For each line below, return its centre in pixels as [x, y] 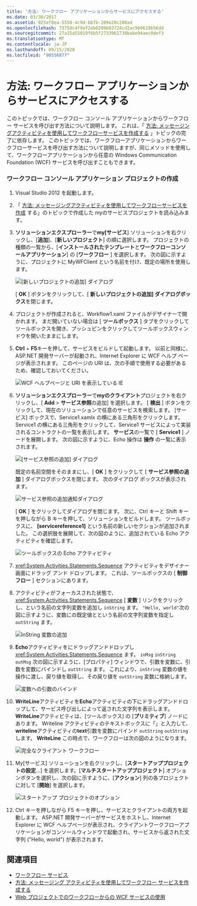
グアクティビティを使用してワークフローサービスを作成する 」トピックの [94, 133]
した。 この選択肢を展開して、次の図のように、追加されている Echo [96, 533]
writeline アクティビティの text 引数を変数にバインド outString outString [102, 730]
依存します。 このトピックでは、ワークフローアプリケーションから [96, 140]
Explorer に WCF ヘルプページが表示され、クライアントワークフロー [97, 824]
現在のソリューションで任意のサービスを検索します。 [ [111, 410]
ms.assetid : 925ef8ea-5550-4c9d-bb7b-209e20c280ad [70, 22]
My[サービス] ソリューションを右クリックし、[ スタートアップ [89, 763]
